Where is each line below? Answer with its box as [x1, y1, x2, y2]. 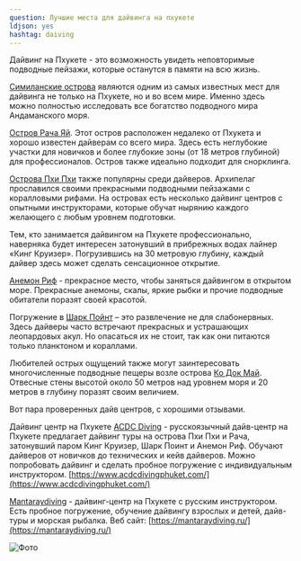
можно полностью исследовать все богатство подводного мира [9, 101, 259, 111]
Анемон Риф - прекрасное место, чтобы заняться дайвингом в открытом [9, 275, 292, 286]
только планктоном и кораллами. [9, 341, 137, 352]
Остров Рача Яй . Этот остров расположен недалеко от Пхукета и [9, 128, 261, 138]
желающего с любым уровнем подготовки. [9, 212, 176, 223]
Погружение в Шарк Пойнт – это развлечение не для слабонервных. [9, 312, 274, 323]
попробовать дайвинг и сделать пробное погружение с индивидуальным [9, 459, 292, 470]
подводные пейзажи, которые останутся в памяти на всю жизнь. [9, 64, 261, 75]
